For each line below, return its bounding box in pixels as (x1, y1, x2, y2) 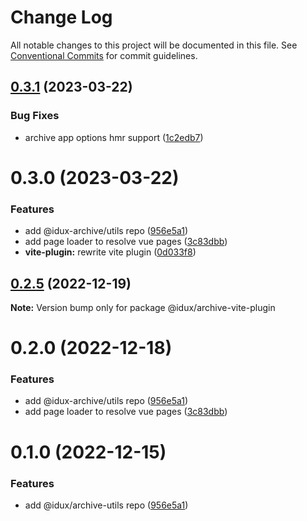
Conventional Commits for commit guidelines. (10, 49, 198, 61)
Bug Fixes (10, 109, 60, 123)
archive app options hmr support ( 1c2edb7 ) (24, 131, 204, 143)
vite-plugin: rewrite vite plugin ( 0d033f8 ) (24, 246, 197, 258)
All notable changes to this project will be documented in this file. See (10, 39, 298, 51)
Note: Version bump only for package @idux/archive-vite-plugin (10, 301, 276, 313)
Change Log (10, 6, 113, 29)
